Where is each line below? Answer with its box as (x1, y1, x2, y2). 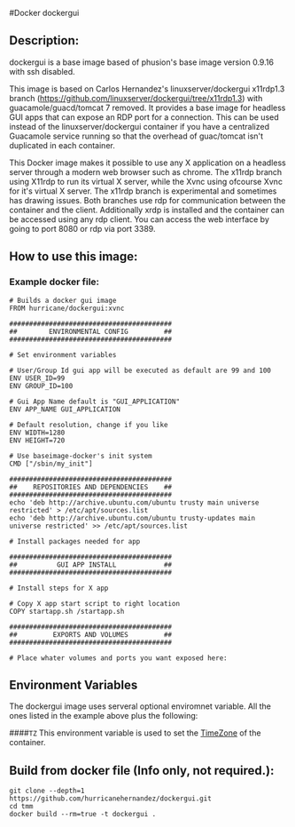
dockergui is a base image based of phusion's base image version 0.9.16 (9, 57, 275, 68)
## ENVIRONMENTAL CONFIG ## (9, 327, 173, 336)
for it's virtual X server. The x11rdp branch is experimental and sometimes (9, 186, 277, 196)
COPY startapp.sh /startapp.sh (9, 607, 125, 616)
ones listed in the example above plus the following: (9, 711, 198, 721)
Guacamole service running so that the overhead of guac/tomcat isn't (9, 131, 264, 141)
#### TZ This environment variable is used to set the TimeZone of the (9, 728, 261, 738)
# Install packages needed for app (9, 537, 141, 545)
